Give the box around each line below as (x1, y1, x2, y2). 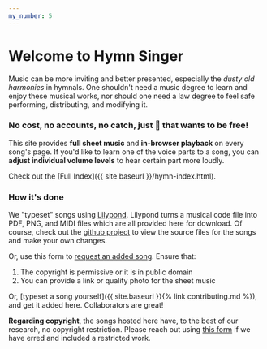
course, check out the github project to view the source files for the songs (8, 227, 256, 237)
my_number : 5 (8, 11, 53, 20)
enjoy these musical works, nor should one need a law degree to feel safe (8, 91, 256, 101)
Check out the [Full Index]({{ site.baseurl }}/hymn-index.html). (8, 171, 217, 181)
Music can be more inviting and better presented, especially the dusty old (8, 74, 255, 84)
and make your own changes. (8, 236, 108, 246)
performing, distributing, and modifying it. (8, 99, 149, 110)
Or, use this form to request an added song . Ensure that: (8, 252, 196, 261)
